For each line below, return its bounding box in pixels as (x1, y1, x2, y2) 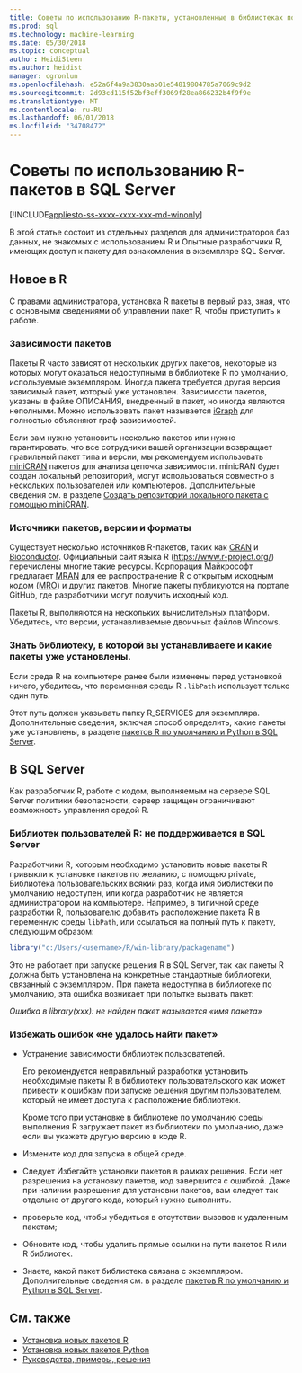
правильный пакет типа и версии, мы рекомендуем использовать (9, 451, 263, 463)
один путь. (9, 689, 51, 701)
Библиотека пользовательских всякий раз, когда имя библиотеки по (9, 878, 274, 889)
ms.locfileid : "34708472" (9, 122, 106, 131)
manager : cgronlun (9, 72, 78, 81)
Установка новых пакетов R (22, 1334, 129, 1345)
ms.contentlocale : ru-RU (9, 105, 102, 114)
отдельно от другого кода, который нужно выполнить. (22, 1194, 232, 1205)
